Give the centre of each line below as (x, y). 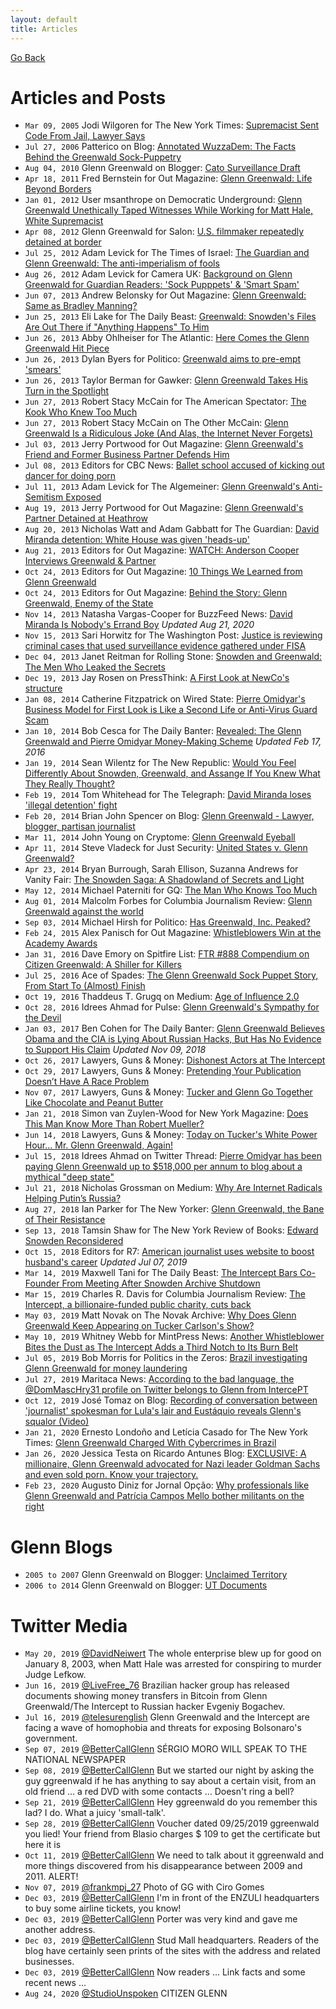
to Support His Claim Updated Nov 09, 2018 (115, 1050)
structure (43, 688)
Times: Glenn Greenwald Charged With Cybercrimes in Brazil (150, 1443)
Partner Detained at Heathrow (86, 518)
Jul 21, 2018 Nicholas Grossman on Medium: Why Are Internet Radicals (173, 1188)
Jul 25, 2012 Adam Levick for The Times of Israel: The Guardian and (167, 253)
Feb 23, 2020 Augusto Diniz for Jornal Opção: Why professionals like (167, 1485)
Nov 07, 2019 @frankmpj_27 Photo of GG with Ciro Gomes (144, 1887)
